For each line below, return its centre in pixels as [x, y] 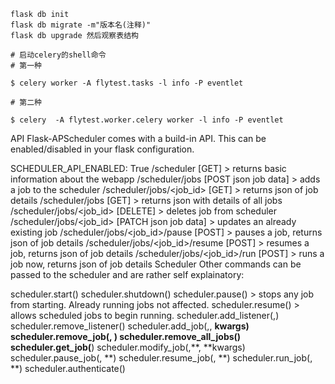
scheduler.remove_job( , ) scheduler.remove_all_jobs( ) [126, 336]
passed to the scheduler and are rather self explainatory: [127, 274]
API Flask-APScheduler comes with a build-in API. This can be [138, 138]
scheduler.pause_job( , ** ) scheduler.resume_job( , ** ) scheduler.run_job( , [161, 358]
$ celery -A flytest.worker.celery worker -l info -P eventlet [147, 120]
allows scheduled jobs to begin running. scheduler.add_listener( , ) [145, 315]
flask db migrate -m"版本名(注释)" [81, 25]
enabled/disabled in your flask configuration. [102, 149]
